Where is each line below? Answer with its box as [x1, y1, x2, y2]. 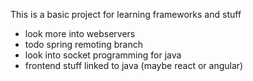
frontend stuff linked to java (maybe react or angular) [24, 60, 244, 71]
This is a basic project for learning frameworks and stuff [10, 9, 242, 20]
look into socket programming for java [24, 49, 182, 61]
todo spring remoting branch [24, 39, 143, 50]
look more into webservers [24, 28, 136, 39]
